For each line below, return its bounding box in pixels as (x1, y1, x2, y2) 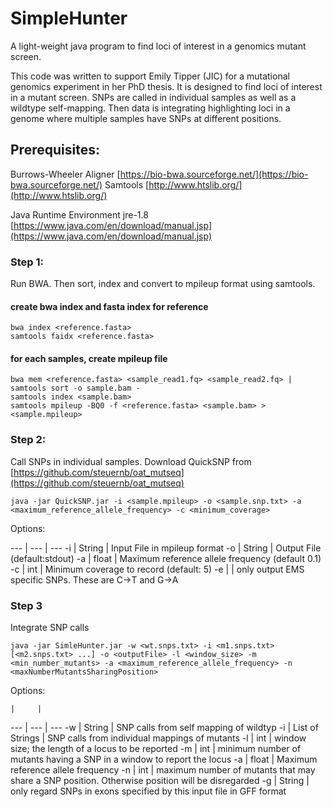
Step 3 (10, 598, 43, 612)
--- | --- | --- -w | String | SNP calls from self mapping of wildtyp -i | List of (10, 722, 319, 734)
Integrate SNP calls (10, 622, 90, 634)
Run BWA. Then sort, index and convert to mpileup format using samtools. (10, 278, 316, 290)
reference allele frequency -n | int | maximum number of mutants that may (10, 764, 316, 776)
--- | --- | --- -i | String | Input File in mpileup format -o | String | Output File (10, 542, 322, 554)
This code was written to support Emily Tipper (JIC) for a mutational (10, 70, 290, 82)
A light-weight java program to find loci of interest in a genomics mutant (10, 40, 307, 52)
